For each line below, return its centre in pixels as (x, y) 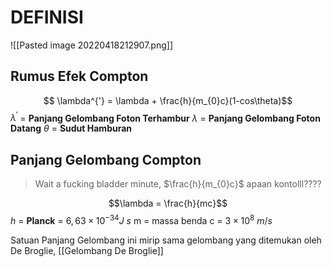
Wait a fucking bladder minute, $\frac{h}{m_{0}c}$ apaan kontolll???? (178, 184)
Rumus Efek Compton (79, 76)
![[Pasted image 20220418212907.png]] (92, 45)
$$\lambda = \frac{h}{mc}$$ (168, 203)
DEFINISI (47, 17)
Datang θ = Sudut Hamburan (71, 128)
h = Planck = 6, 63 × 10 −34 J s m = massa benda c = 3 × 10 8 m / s (141, 219)
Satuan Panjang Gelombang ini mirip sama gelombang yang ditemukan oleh (166, 240)
